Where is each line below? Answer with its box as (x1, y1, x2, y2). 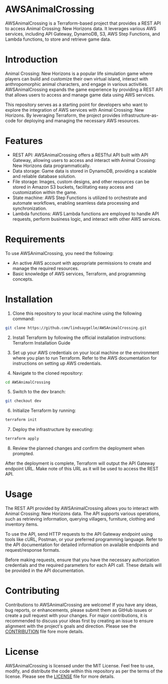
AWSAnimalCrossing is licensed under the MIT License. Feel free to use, (5, 662, 154, 668)
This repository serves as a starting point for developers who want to (5, 102, 148, 108)
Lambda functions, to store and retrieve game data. (5, 36, 111, 42)
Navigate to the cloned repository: (12, 370, 83, 376)
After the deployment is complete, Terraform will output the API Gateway (5, 460, 155, 466)
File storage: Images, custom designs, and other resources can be (12, 179, 149, 185)
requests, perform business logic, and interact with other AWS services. (12, 216, 161, 222)
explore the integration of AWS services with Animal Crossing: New (5, 107, 144, 113)
